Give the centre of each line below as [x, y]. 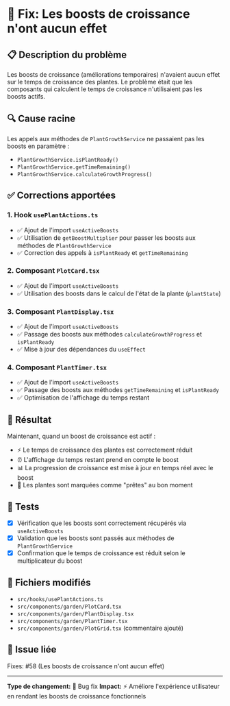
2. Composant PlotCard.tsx [53, 271]
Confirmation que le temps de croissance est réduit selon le [101, 553]
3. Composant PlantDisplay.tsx [61, 311]
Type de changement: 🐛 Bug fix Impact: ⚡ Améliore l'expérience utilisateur [114, 686]
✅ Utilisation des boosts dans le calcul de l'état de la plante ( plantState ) [119, 293]
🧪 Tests [23, 507]
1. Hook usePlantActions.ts [53, 215]
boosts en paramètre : [38, 146]
